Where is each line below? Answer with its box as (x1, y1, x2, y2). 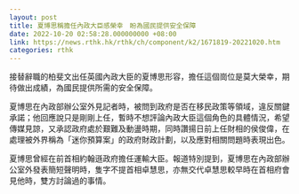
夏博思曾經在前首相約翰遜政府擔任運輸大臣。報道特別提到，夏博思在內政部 (9, 153, 282, 164)
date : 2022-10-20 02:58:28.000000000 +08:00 (9, 29, 177, 38)
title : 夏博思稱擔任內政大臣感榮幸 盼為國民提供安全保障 (9, 21, 197, 30)
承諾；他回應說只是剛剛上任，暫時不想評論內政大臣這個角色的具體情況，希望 (9, 113, 290, 123)
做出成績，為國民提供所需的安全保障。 (16, 82, 158, 93)
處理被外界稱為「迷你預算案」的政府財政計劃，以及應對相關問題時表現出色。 (9, 135, 290, 145)
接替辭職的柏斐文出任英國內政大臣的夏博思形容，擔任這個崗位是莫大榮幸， (9, 72, 282, 82)
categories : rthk (9, 46, 74, 55)
